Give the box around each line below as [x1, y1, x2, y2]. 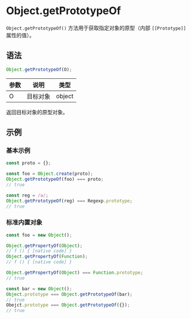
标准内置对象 [6, 218, 43, 227]
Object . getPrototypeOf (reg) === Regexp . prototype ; [6, 198, 133, 204]
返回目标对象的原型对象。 [6, 108, 68, 115]
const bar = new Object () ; [6, 285, 72, 292]
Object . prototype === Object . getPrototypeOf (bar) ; [6, 291, 133, 297]
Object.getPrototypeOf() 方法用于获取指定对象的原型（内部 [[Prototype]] [6, 24, 186, 31]
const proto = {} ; [6, 160, 51, 166]
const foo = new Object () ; [6, 232, 72, 238]
